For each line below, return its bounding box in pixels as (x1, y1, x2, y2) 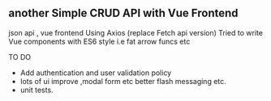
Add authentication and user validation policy (19, 68, 172, 78)
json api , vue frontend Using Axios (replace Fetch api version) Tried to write (8, 27, 264, 37)
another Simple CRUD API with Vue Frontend (8, 6, 239, 20)
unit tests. (19, 85, 54, 95)
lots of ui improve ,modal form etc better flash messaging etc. (19, 76, 227, 86)
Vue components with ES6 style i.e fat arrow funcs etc (8, 36, 191, 46)
